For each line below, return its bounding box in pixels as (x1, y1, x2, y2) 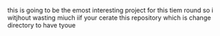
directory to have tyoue (7, 21, 76, 29)
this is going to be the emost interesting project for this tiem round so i (7, 6, 214, 14)
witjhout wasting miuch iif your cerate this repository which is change (7, 13, 211, 22)
